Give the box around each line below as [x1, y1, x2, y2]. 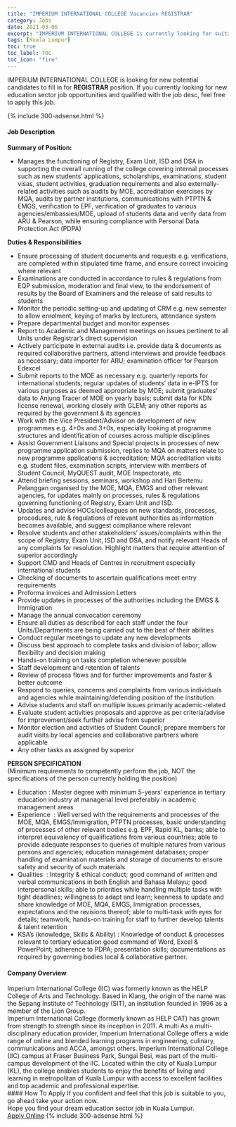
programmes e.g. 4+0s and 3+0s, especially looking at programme [17, 423, 212, 432]
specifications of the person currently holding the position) [7, 774, 178, 783]
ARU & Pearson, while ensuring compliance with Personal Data [17, 216, 199, 225]
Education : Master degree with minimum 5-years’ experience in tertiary [17, 787, 226, 796]
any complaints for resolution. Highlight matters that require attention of [17, 543, 225, 552]
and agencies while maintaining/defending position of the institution [17, 693, 214, 702]
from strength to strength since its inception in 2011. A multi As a [7, 1022, 194, 1031]
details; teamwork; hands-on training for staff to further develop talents [17, 915, 224, 923]
